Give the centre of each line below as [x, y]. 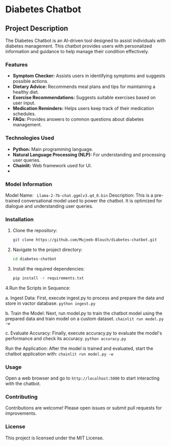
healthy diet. [26, 92]
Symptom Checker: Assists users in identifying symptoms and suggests [89, 76]
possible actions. [30, 81]
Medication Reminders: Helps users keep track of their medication [83, 108]
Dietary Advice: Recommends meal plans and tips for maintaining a [84, 87]
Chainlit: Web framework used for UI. [52, 165]
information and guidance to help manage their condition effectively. [77, 51]
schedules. [24, 114]
